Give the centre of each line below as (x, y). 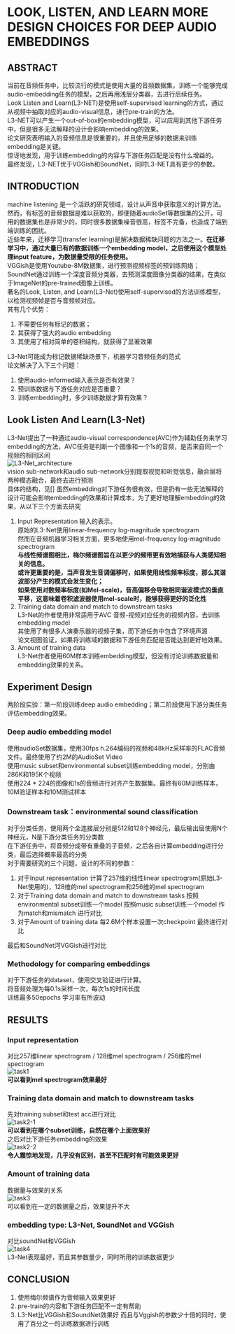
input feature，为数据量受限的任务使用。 (72, 257)
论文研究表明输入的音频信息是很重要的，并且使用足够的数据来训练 (102, 138)
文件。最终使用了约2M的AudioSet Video (65, 757)
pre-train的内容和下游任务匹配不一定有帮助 (79, 1306)
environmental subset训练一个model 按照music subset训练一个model (117, 904)
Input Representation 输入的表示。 (67, 521)
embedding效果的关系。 (52, 665)
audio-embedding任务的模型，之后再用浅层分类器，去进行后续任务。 (107, 94)
